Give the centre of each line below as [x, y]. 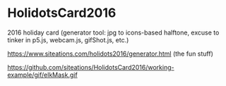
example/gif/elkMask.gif [42, 75]
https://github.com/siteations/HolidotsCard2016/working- [91, 67]
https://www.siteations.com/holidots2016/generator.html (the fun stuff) [111, 54]
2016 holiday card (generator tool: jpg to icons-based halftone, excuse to [113, 32]
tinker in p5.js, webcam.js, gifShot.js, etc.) [68, 39]
